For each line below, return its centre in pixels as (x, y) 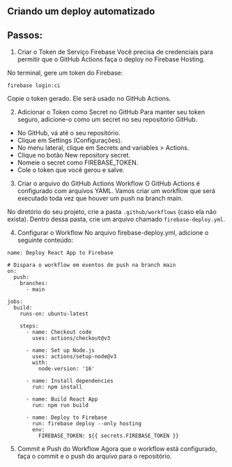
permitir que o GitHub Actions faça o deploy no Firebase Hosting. (111, 59)
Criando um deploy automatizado (81, 12)
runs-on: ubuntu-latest (54, 314)
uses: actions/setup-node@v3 (75, 357)
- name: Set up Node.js (60, 351)
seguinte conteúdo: (45, 240)
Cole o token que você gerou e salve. (71, 170)
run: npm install (57, 387)
